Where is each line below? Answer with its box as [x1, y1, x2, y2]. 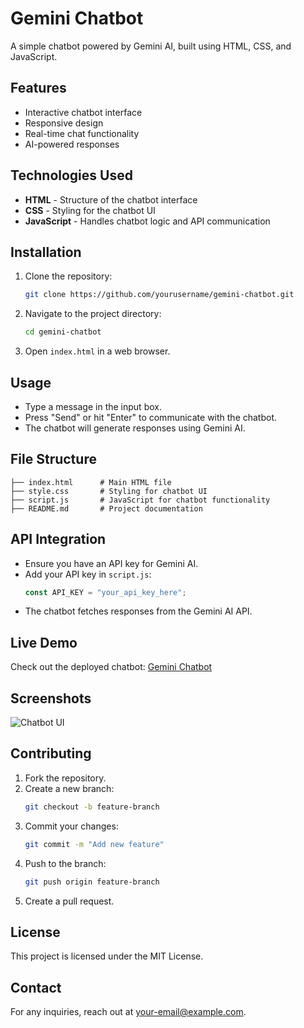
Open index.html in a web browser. [24, 345, 171, 357]
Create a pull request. [24, 895, 115, 907]
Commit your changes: [24, 820, 119, 832]
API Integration [10, 531, 107, 548]
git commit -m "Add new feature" [24, 839, 165, 849]
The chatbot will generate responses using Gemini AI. [24, 422, 246, 434]
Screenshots [10, 690, 92, 707]
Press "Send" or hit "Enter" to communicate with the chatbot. [24, 411, 278, 423]
